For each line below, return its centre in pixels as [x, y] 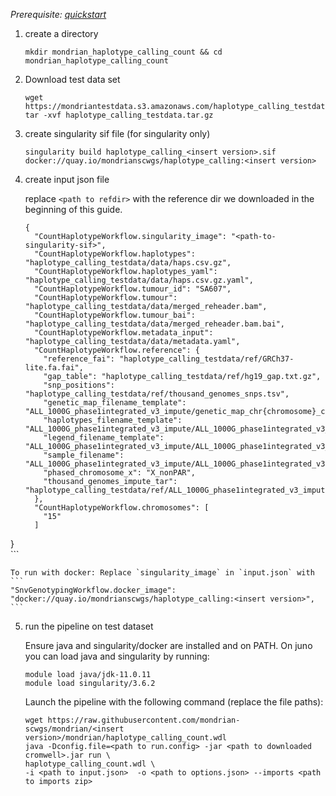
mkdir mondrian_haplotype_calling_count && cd [123, 52]
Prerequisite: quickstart [58, 14]
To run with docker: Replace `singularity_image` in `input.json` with [162, 573]
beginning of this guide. [73, 209]
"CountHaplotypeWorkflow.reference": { [117, 350]
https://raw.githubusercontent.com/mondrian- [144, 720]
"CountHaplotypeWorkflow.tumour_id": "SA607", [133, 289]
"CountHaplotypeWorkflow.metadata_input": [124, 333]
